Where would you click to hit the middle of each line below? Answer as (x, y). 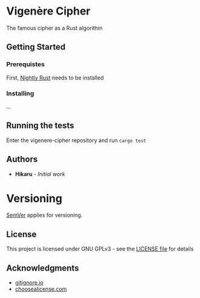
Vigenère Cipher (48, 11)
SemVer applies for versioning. (44, 215)
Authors (22, 159)
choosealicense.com (41, 289)
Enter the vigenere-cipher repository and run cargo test (76, 140)
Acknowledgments (43, 268)
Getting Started (36, 47)
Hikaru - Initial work (40, 174)
